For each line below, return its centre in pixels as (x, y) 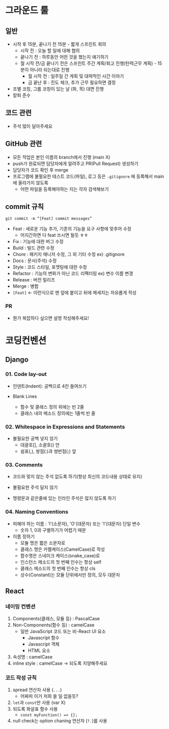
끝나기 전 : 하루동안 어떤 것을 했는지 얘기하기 (64, 57)
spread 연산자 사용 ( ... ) (37, 690)
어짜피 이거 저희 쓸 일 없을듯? (49, 696)
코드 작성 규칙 (21, 678)
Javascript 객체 (44, 644)
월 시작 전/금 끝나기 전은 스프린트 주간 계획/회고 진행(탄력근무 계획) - (88, 63)
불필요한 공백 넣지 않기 (35, 438)
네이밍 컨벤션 (20, 606)
